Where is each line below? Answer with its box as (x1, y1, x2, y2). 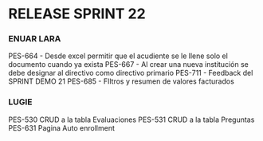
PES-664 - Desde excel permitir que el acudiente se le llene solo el (8, 51, 229, 61)
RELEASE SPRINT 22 (8, 5, 146, 23)
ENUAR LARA (8, 33, 61, 45)
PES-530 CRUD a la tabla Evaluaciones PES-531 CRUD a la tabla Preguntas (8, 115, 255, 124)
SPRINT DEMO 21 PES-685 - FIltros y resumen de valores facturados (8, 76, 235, 86)
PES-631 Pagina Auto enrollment (8, 123, 116, 132)
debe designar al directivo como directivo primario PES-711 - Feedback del (8, 69, 253, 78)
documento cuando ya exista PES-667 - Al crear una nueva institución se (8, 60, 249, 69)
